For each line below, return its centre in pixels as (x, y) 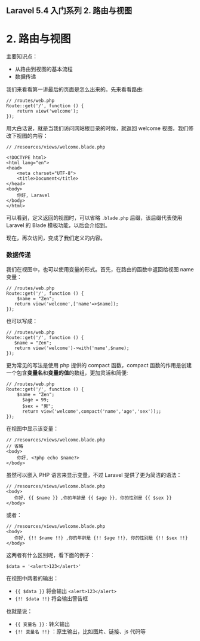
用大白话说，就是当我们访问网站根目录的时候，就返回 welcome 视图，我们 (97, 128)
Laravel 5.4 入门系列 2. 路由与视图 (69, 11)
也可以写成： (22, 321)
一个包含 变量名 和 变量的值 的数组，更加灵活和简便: (67, 373)
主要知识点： (22, 56)
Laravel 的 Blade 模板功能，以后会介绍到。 (58, 225)
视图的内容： (32, 136)
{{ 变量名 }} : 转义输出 (42, 624)
